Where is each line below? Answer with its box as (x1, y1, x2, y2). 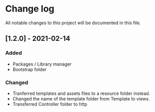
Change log (5, 3, 55, 15)
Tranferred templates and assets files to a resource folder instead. (12, 90, 150, 96)
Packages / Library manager (12, 61, 72, 67)
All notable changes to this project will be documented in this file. (5, 20, 141, 26)
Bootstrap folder (12, 66, 47, 72)
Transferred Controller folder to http (12, 101, 87, 107)
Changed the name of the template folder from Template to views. (12, 95, 150, 101)
